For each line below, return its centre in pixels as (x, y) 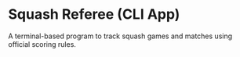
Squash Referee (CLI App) (94, 14)
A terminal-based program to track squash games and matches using (120, 36)
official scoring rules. (42, 44)
